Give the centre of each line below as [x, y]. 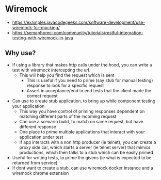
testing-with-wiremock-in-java [43, 38]
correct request [42, 96]
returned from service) [35, 163]
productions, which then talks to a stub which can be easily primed [86, 152]
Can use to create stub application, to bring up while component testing [84, 101]
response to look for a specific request [65, 85]
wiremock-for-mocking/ [36, 27]
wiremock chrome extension [40, 173]
